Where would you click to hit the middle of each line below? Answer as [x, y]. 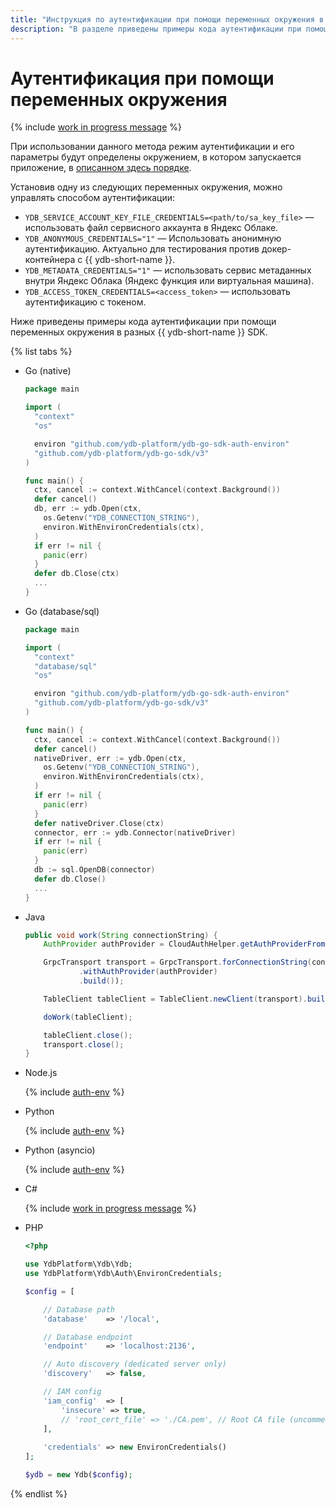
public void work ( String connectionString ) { [121, 935]
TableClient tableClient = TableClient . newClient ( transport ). [175, 999]
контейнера [50, 260]
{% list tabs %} [41, 352]
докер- [276, 249]
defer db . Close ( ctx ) [77, 574]
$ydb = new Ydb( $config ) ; [78, 1475]
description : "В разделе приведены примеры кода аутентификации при [156, 29]
